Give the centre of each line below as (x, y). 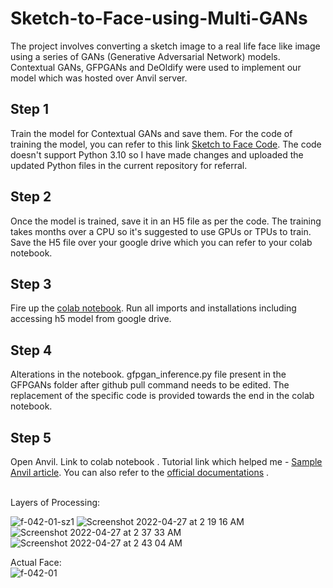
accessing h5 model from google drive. (91, 319)
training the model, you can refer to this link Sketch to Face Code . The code (166, 144)
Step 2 (31, 197)
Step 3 (31, 283)
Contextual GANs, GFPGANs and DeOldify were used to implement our (156, 67)
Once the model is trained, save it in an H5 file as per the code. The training (166, 221)
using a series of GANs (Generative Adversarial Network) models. (145, 56)
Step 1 (30, 109)
